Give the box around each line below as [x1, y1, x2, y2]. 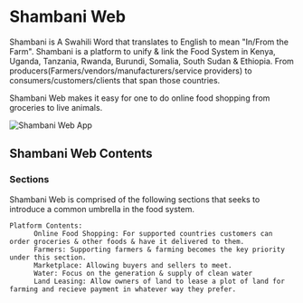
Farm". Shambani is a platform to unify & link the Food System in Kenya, [9, 45, 276, 56]
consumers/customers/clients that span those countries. [9, 74, 221, 85]
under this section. [9, 252, 88, 262]
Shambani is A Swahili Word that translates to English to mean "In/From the [9, 36, 289, 47]
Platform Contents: [9, 220, 83, 230]
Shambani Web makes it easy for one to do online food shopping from [9, 93, 270, 103]
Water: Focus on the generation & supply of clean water [33, 269, 253, 278]
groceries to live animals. [9, 102, 103, 112]
